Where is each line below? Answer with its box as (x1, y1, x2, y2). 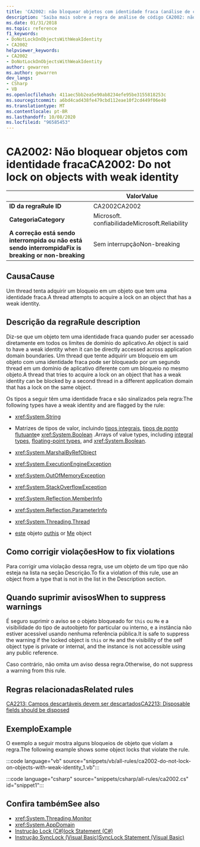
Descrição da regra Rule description (6, 317, 141, 328)
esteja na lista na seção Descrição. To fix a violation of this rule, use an (6, 569, 179, 576)
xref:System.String (14, 413, 61, 420)
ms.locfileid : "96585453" (6, 120, 70, 126)
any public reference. (6, 649, 58, 656)
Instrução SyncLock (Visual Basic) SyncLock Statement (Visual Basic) (14, 833, 185, 840)
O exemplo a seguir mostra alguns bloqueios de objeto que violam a (6, 739, 173, 746)
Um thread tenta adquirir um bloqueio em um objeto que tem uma (6, 287, 167, 294)
